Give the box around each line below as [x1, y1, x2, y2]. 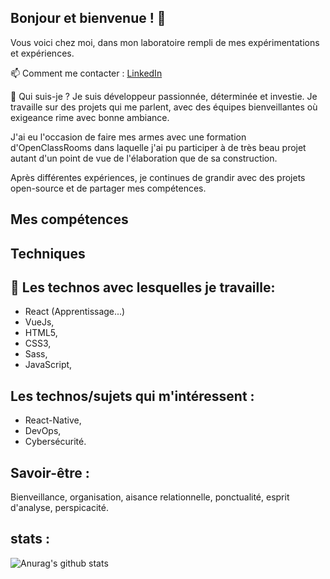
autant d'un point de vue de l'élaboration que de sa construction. [10, 152, 278, 164]
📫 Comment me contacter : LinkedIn [10, 67, 163, 79]
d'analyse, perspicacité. [10, 502, 109, 514]
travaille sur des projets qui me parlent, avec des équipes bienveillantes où [10, 101, 318, 113]
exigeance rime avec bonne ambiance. [10, 111, 170, 123]
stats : [10, 531, 51, 548]
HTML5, [24, 327, 58, 339]
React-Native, [24, 414, 82, 426]
